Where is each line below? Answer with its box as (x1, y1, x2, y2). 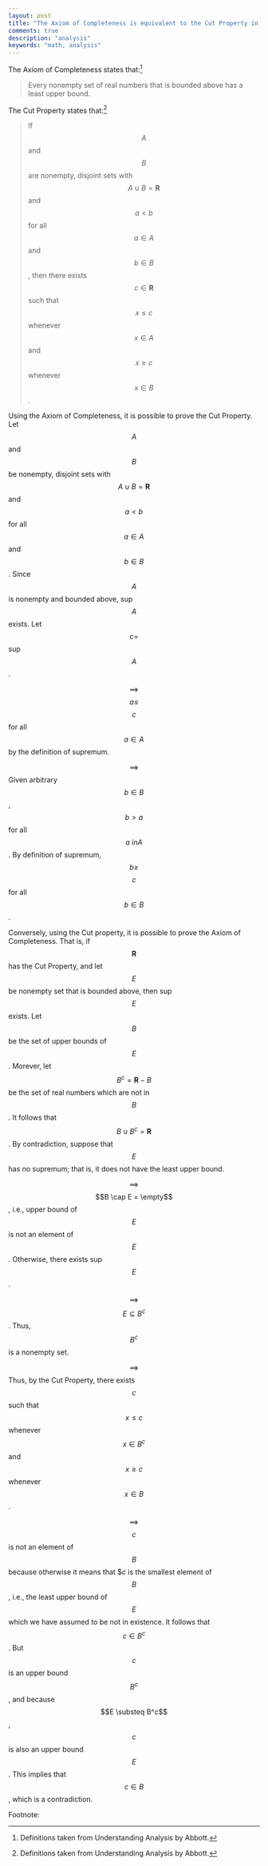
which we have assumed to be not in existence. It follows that (8, 1617, 211, 1626)
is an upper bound (8, 1668, 69, 1678)
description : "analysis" (8, 34, 91, 42)
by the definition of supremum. (8, 747, 110, 757)
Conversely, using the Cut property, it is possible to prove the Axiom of (8, 928, 241, 937)
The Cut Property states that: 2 (8, 104, 108, 115)
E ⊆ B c (122, 1307, 146, 1319)
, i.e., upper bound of (8, 1204, 77, 1214)
